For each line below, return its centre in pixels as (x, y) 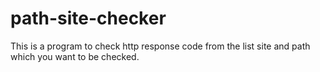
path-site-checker (88, 18)
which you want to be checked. (75, 56)
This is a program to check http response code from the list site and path (160, 46)
